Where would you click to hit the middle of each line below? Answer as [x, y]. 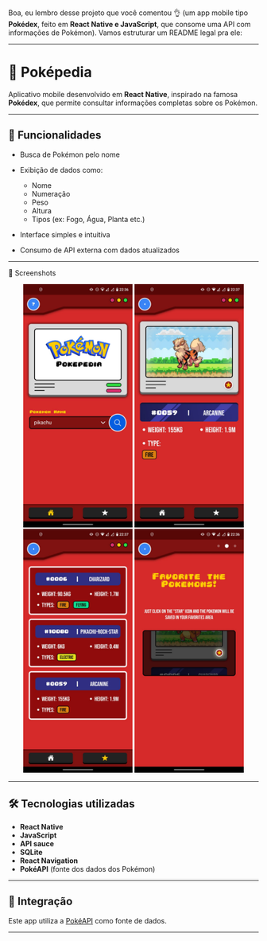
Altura [41, 210]
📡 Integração [41, 902]
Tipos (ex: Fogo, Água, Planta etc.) [88, 219]
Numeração [51, 193]
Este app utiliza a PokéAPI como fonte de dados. [87, 920]
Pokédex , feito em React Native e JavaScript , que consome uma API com [130, 24]
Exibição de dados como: [61, 170]
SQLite [31, 853]
